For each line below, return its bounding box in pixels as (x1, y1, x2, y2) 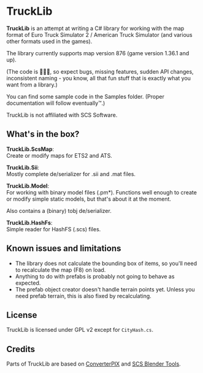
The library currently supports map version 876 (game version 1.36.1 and (6, 49, 190, 56)
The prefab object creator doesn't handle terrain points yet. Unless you (15, 285, 195, 293)
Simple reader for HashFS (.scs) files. (6, 225, 101, 233)
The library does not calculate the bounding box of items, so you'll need (15, 260, 197, 267)
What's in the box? (6, 129, 80, 139)
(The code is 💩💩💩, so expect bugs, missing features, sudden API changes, (6, 67, 194, 75)
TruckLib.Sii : (6, 164, 40, 171)
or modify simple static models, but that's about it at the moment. (6, 195, 172, 202)
